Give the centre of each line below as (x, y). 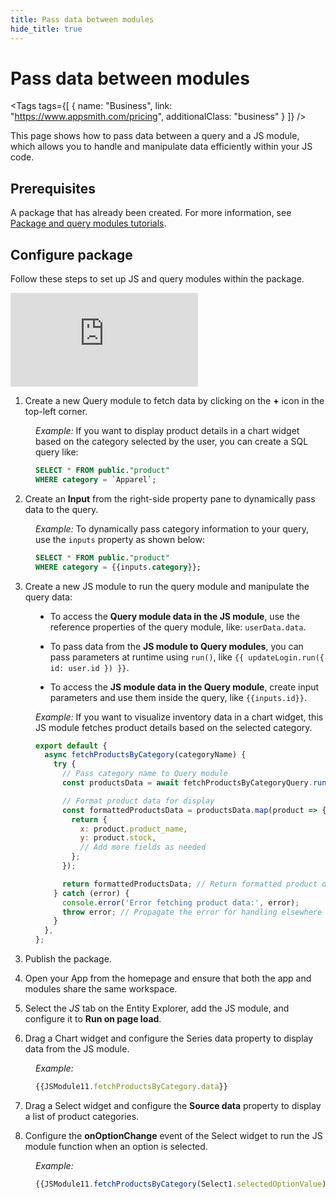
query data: (48, 597)
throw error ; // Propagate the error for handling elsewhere (192, 912)
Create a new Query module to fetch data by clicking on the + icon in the (174, 401)
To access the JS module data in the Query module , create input (184, 687)
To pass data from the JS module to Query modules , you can (176, 646)
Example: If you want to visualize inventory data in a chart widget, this (179, 717)
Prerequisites (53, 188)
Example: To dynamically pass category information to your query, (172, 528)
